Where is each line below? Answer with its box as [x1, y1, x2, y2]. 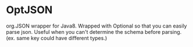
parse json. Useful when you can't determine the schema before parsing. [6, 28, 182, 35]
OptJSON [6, 3, 53, 17]
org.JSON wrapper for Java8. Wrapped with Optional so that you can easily [6, 22, 187, 29]
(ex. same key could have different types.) [6, 34, 107, 41]
